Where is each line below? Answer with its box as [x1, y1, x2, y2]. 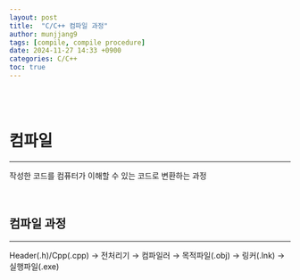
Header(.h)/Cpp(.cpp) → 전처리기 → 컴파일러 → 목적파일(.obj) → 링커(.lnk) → [9, 250, 286, 260]
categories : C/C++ [9, 54, 78, 63]
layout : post [9, 12, 58, 22]
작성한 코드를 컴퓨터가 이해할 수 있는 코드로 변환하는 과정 [9, 170, 207, 181]
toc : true [9, 63, 46, 72]
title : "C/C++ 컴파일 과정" [9, 21, 109, 30]
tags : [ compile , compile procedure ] [9, 37, 146, 47]
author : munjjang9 [9, 29, 78, 38]
